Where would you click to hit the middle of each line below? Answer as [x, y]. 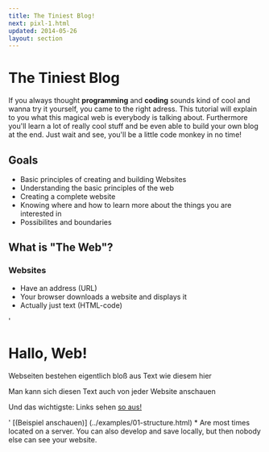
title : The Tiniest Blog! [52, 16]
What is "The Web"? [61, 248]
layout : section [35, 38]
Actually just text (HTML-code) [71, 305]
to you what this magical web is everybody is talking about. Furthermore [128, 118]
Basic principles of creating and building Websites [103, 179]
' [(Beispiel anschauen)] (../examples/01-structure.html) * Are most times [129, 422]
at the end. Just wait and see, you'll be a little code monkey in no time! [125, 135]
